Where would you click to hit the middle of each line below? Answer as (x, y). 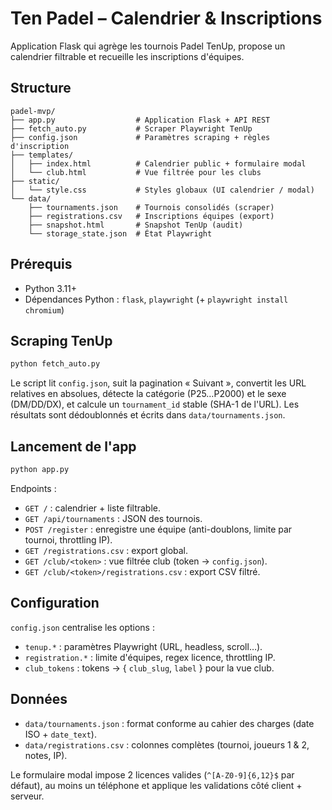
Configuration (55, 603)
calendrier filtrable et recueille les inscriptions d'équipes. (127, 56)
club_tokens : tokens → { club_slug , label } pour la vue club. (149, 668)
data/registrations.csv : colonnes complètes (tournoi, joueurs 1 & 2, (167, 744)
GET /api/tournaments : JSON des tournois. (113, 518)
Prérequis (41, 264)
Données (39, 699)
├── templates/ (42, 155)
